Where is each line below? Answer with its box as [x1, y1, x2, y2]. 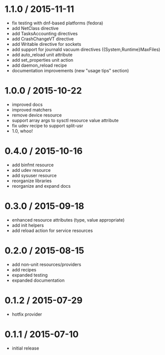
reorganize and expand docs [11, 183, 71, 189]
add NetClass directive [11, 25, 59, 31]
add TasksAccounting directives [11, 30, 78, 36]
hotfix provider [11, 311, 42, 317]
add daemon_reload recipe [11, 62, 67, 68]
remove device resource [11, 112, 62, 118]
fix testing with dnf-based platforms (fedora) [11, 20, 103, 26]
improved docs [11, 101, 43, 108]
